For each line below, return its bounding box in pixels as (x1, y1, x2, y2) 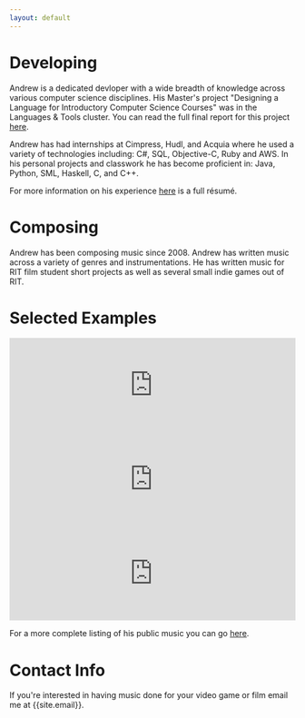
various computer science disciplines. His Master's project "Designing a (9, 92, 279, 103)
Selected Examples (9, 308, 157, 328)
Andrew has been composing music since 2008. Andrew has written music (9, 247, 290, 258)
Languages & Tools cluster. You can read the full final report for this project (9, 111, 290, 123)
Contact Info (9, 660, 106, 681)
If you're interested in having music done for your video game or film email (9, 690, 289, 701)
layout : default (9, 13, 71, 23)
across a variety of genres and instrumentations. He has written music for (9, 256, 285, 268)
